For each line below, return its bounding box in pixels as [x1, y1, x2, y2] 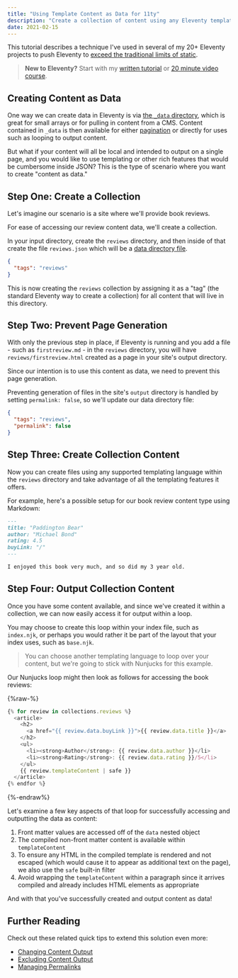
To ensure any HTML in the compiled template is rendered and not [17, 851, 211, 859]
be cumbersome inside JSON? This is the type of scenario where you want [7, 162, 226, 171]
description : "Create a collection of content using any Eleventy [7, 17, 208, 24]
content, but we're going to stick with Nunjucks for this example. [24, 659, 213, 668]
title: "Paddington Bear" [7, 524, 84, 531]
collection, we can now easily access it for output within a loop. [7, 609, 193, 618]
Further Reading [7, 915, 81, 927]
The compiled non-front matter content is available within [17, 836, 186, 844]
